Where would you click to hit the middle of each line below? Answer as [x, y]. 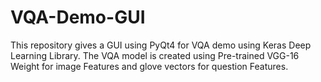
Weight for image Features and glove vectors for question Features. [149, 66]
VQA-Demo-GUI [78, 17]
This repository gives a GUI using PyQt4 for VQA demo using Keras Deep [161, 45]
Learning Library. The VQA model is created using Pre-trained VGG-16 [155, 55]
